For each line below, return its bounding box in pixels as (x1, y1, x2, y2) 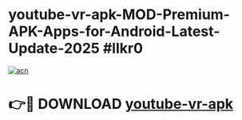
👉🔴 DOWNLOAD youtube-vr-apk (8, 95, 234, 113)
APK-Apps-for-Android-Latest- (8, 22, 220, 41)
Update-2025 (8, 40, 100, 57)
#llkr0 (102, 40, 144, 57)
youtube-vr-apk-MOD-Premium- (8, 6, 230, 24)
